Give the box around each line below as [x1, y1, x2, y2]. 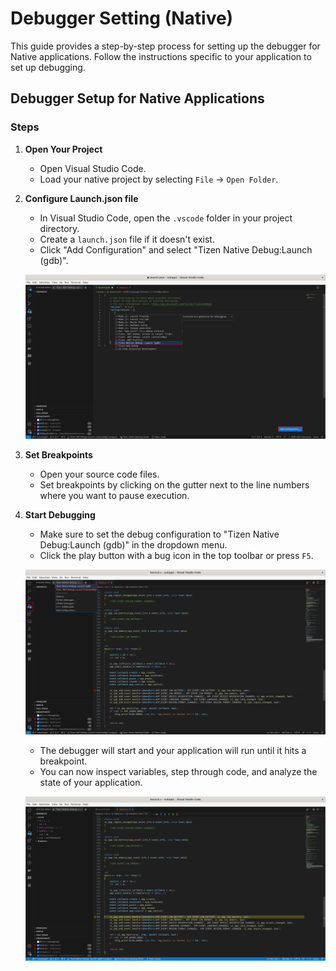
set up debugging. [10, 61, 86, 73]
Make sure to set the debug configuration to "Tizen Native [39, 528, 280, 541]
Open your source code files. [39, 468, 160, 481]
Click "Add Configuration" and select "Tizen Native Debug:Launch [39, 243, 313, 256]
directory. [39, 222, 80, 234]
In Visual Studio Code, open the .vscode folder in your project [39, 212, 293, 224]
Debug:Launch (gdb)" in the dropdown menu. [39, 539, 228, 551]
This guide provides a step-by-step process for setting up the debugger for [10, 40, 321, 52]
